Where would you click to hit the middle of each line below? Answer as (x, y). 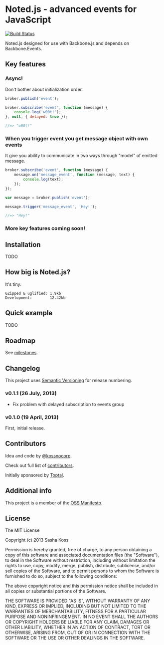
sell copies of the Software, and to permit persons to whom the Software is (82, 571)
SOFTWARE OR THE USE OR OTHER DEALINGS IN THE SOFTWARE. (75, 638)
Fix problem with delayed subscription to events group (68, 404)
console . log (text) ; (43, 180)
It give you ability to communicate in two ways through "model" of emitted (82, 156)
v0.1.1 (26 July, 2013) (31, 394)
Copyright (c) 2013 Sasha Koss (37, 540)
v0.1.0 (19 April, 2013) (32, 417)
